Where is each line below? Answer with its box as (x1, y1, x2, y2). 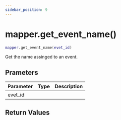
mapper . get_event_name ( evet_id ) (5, 45, 72, 50)
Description (54, 83, 83, 90)
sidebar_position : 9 (5, 7, 48, 12)
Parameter (7, 83, 33, 90)
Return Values (5, 108, 50, 117)
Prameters (5, 68, 39, 77)
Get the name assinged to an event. (5, 54, 78, 60)
